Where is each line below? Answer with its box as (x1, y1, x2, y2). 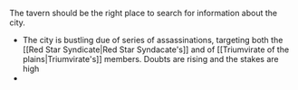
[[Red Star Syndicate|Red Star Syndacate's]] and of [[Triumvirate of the (22, 44, 290, 55)
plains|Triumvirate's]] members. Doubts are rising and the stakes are (22, 54, 279, 64)
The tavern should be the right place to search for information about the (9, 8, 278, 18)
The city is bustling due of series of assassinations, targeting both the (22, 35, 284, 45)
